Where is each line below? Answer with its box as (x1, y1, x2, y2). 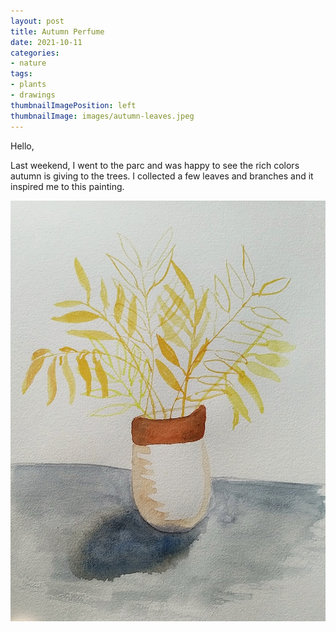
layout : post (10, 16, 65, 26)
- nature (10, 58, 47, 69)
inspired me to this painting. (10, 180, 125, 192)
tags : (10, 69, 33, 79)
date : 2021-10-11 (10, 37, 83, 47)
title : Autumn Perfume (10, 26, 105, 37)
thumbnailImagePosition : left (10, 100, 137, 110)
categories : (10, 48, 60, 58)
